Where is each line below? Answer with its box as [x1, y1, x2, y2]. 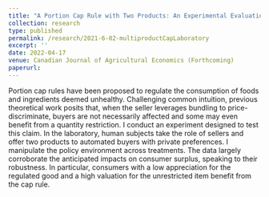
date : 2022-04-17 [8, 49, 66, 57]
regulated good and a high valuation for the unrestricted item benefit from [8, 171, 252, 180]
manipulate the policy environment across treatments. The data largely [8, 145, 242, 155]
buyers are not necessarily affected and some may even [52, 111, 239, 121]
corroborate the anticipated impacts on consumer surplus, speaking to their [8, 154, 258, 163]
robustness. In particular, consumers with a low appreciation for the [8, 162, 231, 172]
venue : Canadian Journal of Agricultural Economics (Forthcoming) [8, 57, 235, 65]
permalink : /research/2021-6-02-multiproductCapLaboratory [8, 34, 210, 42]
